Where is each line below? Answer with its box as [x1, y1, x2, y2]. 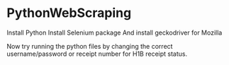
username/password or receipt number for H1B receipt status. [6, 49, 188, 58]
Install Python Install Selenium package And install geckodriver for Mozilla [6, 28, 223, 37]
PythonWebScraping [6, 5, 132, 21]
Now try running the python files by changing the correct [6, 42, 173, 50]
